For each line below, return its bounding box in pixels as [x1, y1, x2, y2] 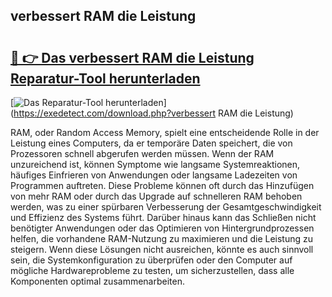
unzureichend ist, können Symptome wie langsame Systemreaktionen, [10, 159, 301, 170]
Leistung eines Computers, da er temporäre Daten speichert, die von [10, 137, 293, 149]
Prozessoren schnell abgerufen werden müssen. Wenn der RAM [10, 148, 275, 159]
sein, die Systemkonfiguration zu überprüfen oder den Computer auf [10, 254, 293, 266]
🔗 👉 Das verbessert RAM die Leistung [10, 49, 255, 66]
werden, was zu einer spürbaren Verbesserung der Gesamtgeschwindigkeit [10, 201, 322, 213]
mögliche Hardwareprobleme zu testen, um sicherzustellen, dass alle [10, 265, 295, 276]
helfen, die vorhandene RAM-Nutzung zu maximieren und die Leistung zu [10, 233, 314, 244]
